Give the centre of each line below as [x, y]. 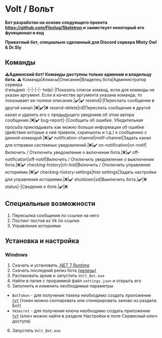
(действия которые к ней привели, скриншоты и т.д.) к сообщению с [76, 132]
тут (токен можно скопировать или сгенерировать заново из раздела [84, 301]
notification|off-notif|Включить [36, 159]
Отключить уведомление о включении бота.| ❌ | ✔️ [80, 152]
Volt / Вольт [29, 9]
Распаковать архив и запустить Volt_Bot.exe [58, 276]
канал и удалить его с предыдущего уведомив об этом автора [70, 115]
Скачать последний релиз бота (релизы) [54, 270]
